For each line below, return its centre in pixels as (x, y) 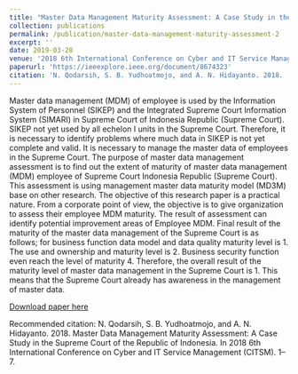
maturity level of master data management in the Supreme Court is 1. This (144, 270)
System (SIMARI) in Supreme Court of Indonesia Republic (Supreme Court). (147, 119)
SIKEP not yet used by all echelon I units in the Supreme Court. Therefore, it (147, 129)
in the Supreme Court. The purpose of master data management (127, 157)
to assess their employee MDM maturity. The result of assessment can (138, 213)
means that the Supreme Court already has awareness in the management (145, 280)
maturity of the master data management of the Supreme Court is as (134, 233)
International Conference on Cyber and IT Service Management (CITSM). (143, 352)
